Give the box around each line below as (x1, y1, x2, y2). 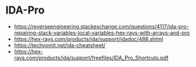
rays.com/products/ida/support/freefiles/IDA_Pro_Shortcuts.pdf (14, 54, 169, 61)
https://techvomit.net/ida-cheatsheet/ (14, 42, 106, 49)
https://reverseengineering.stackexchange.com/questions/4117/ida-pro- (14, 23, 190, 30)
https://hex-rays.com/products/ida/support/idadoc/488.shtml (14, 35, 163, 42)
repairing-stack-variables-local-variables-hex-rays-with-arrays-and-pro (14, 29, 190, 36)
